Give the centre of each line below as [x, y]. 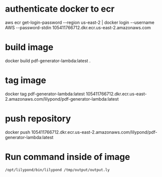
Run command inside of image [68, 157]
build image [29, 47]
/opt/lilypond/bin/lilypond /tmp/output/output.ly [57, 170]
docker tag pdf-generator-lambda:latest [45, 94]
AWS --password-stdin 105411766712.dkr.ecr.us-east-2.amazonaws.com [78, 27]
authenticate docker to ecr [60, 9]
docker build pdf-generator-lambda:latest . [48, 61]
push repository [38, 119]
